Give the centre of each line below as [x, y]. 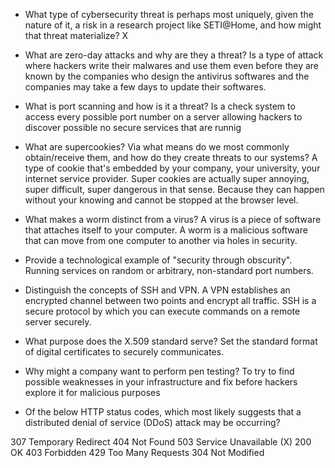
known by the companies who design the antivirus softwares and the [167, 76]
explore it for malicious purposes [92, 392]
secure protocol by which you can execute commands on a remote [162, 311]
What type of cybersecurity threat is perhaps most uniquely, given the [169, 14]
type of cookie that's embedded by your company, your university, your [172, 168]
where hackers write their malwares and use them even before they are [172, 65]
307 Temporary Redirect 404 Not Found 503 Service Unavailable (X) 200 [161, 442]
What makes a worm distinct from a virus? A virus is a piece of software [173, 219]
